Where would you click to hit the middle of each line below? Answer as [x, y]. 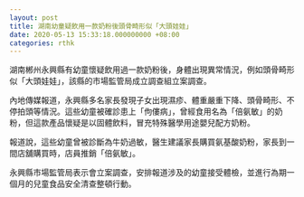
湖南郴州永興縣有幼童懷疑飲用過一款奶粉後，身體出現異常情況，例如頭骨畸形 [152, 70]
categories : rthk [42, 43]
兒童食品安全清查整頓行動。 [85, 184]
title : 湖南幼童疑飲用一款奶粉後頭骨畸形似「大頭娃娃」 [101, 26]
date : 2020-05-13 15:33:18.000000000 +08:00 [95, 34]
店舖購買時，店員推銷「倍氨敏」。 [78, 154]
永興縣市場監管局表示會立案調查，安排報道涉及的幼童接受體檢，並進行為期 [148, 173]
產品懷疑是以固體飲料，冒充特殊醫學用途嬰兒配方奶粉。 [152, 123]
